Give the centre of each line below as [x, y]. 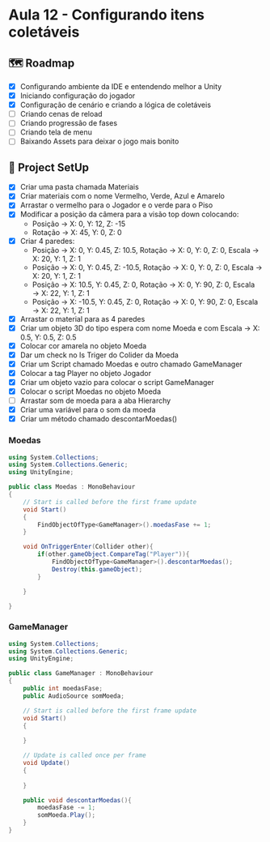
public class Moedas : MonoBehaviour [72, 487]
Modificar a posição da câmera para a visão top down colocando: [129, 214]
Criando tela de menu [56, 132]
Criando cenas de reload [61, 114]
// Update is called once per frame [85, 755]
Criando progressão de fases [69, 123]
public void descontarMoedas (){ [77, 800]
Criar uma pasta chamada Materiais [79, 187]
